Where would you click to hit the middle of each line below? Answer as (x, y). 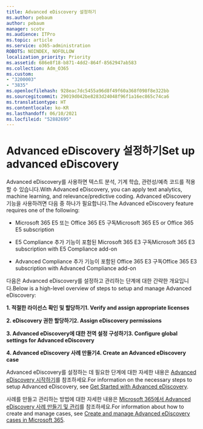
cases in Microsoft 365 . (36, 420)
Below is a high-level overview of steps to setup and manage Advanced (102, 288)
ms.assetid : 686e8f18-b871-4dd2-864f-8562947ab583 (72, 62)
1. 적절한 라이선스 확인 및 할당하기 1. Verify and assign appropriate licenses (98, 308)
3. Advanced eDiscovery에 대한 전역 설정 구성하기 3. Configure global (92, 334)
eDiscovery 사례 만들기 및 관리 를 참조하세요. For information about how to (95, 407)
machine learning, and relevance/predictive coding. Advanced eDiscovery (99, 196)
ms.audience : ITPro (31, 35)
